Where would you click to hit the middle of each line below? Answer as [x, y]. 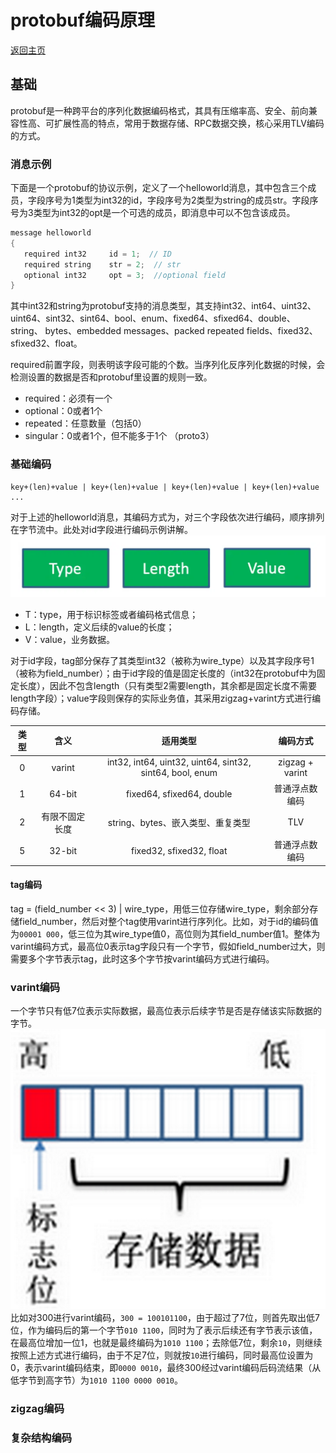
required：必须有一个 [68, 398]
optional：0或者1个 [63, 411]
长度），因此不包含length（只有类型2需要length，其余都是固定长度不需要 [168, 685]
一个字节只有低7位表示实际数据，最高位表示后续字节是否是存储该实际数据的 [166, 1011]
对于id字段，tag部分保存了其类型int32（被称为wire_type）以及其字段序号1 [162, 660]
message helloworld [51, 233]
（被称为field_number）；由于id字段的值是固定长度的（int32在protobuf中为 [163, 673]
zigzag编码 [37, 1408]
